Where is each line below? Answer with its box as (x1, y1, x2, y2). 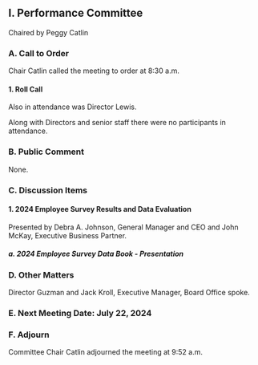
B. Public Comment (8, 146, 85, 157)
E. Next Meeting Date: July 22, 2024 (8, 308, 152, 318)
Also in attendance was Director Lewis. (8, 102, 137, 112)
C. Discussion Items (8, 185, 88, 196)
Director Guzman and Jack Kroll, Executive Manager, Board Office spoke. (8, 288, 250, 298)
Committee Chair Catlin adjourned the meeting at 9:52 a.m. (8, 347, 203, 357)
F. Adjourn (8, 329, 50, 340)
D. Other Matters (8, 269, 75, 280)
